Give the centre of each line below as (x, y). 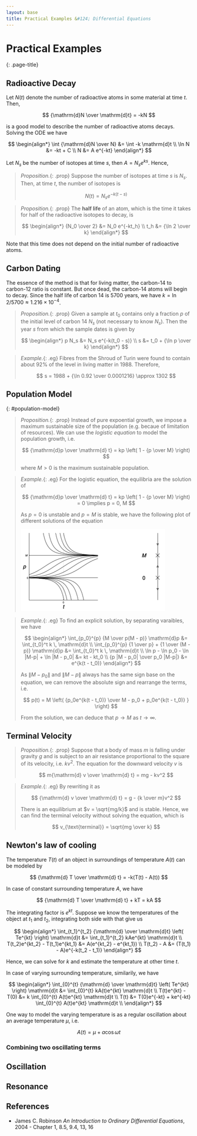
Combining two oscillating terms (54, 1048)
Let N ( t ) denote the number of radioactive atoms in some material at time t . (97, 98)
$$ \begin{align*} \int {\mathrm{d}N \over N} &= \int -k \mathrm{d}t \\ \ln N (99, 144)
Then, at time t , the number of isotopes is (70, 183)
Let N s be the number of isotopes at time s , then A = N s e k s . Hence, (87, 163)
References (28, 1107)
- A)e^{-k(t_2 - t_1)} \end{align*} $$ (99, 950)
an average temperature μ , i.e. (43, 1021)
